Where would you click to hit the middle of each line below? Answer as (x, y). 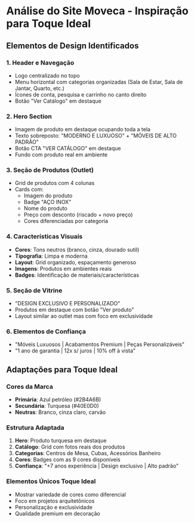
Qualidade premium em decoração (57, 513)
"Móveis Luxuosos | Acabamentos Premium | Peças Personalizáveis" (100, 345)
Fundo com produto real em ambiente (61, 155)
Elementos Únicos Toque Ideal (51, 481)
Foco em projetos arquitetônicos (55, 501)
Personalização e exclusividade (53, 507)
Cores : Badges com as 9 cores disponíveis (67, 460)
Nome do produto (45, 208)
